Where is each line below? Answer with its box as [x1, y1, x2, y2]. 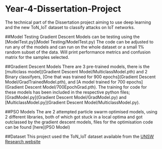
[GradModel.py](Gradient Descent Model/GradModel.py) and [5, 94, 127, 100]
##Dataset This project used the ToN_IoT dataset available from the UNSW [5, 134, 154, 139]
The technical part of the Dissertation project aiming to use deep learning [5, 19, 151, 25]
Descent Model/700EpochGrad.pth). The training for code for [25, 84, 147, 90]
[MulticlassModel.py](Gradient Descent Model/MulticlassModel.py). [5, 99, 140, 105]
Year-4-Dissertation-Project [5, 3, 121, 14]
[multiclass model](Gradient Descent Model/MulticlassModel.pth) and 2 [5, 68, 147, 74]
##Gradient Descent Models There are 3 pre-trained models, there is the [5, 64, 150, 69]
